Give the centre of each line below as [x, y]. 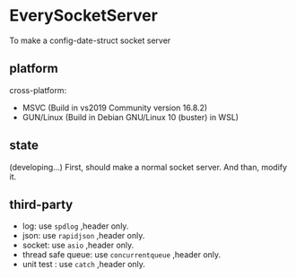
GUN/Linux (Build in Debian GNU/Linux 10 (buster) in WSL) [131, 117]
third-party [41, 204]
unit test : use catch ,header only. [84, 265]
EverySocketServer [84, 16]
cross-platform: [38, 90]
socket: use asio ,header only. [78, 245]
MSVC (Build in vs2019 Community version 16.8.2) [115, 108]
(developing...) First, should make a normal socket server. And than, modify [148, 167]
